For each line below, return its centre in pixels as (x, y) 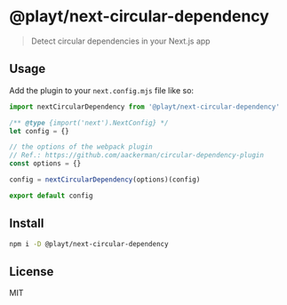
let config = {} (39, 131)
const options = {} (45, 164)
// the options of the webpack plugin (81, 147)
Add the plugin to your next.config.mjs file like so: (101, 90)
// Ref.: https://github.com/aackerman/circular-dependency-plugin (137, 156)
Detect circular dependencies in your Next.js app (120, 41)
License (32, 272)
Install (27, 224)
